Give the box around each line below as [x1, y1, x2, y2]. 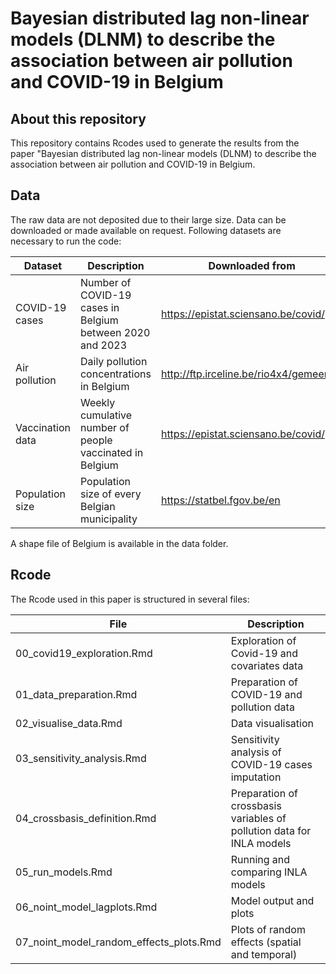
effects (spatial [230, 935, 302, 949]
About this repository [10, 110, 147, 127]
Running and [230, 852, 291, 866]
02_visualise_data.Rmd [15, 716, 123, 730]
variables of [230, 811, 287, 825]
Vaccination [15, 420, 71, 434]
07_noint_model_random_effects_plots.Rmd [15, 935, 222, 949]
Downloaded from [208, 258, 296, 272]
